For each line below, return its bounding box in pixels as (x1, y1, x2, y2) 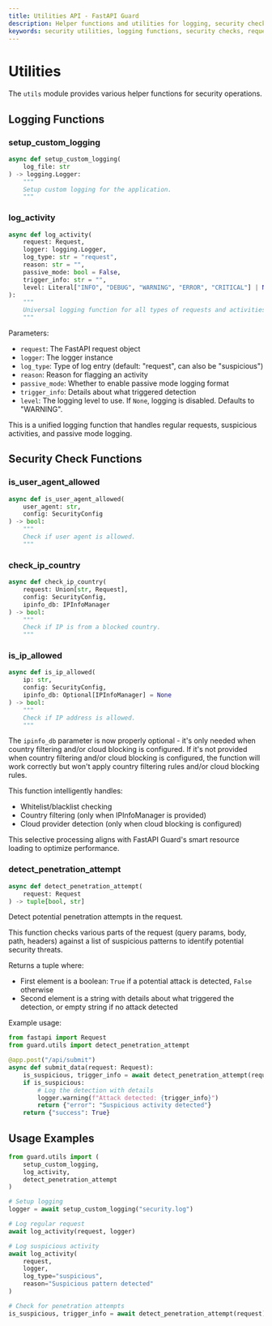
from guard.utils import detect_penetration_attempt (8, 1041, 190, 1050)
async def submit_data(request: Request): (8, 1064, 154, 1072)
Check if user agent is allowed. (23, 533, 136, 541)
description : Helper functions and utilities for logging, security (8, 19, 244, 28)
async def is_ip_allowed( (8, 668, 96, 676)
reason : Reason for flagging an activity (19, 370, 148, 380)
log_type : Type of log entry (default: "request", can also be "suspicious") (19, 361, 264, 371)
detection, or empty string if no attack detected (19, 1002, 178, 1012)
